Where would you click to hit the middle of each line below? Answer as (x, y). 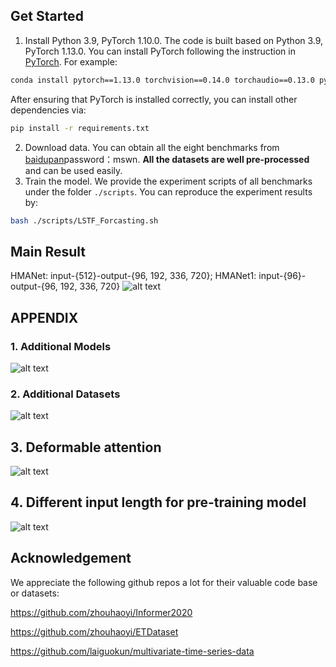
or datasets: (35, 593)
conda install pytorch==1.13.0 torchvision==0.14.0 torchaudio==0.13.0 (162, 80)
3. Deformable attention (86, 447)
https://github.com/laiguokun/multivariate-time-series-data (132, 651)
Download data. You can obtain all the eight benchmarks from (152, 147)
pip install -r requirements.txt (80, 128)
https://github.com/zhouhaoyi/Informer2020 (101, 612)
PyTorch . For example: (71, 61)
